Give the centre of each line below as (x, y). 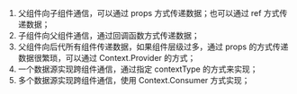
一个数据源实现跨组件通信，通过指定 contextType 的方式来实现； (138, 69)
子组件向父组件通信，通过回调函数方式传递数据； (108, 35)
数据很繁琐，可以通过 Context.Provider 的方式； (107, 58)
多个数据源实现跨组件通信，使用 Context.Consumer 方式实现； (134, 80)
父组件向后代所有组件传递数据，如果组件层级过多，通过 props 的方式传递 (153, 47)
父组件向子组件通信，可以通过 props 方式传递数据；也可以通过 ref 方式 (148, 13)
